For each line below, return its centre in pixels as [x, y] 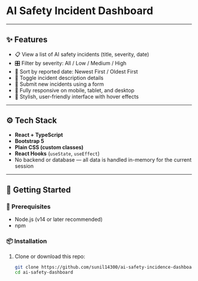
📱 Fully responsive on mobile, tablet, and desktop [74, 90]
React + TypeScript [39, 135]
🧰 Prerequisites [29, 206]
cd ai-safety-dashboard [44, 272]
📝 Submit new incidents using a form [59, 84]
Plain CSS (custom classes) [49, 147]
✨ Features [27, 40]
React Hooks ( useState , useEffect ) [57, 153]
